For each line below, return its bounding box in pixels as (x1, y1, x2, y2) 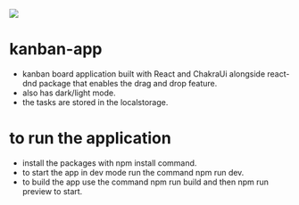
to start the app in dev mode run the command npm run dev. (21, 167, 245, 177)
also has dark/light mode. (21, 87, 116, 98)
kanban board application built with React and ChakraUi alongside (21, 68, 266, 79)
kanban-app (9, 39, 103, 60)
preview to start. (21, 185, 83, 196)
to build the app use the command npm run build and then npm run (21, 176, 270, 187)
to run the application (9, 128, 171, 149)
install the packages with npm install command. (21, 157, 197, 168)
